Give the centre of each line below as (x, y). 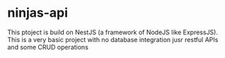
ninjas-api (38, 13)
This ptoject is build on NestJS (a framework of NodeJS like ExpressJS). (112, 32)
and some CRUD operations (48, 47)
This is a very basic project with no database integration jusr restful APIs (113, 39)
